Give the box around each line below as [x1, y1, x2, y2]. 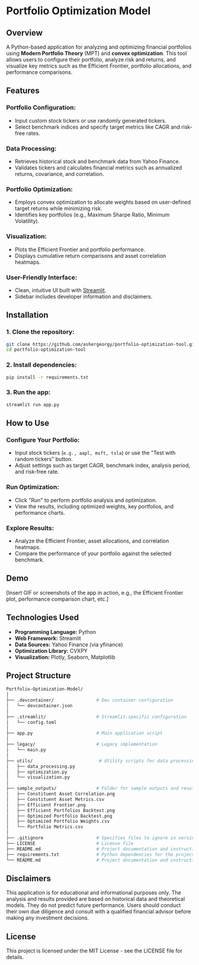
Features [6, 86, 40, 96]
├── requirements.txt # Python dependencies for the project [6, 851, 195, 857]
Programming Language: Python [14, 628, 97, 635]
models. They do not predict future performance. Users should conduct [6, 902, 181, 909]
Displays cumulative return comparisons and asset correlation [14, 252, 166, 259]
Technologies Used [6, 613, 79, 623]
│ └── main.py [6, 747, 46, 753]
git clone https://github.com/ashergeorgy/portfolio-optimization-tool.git [6, 341, 197, 347]
